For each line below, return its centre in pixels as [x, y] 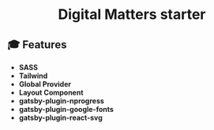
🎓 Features [37, 45]
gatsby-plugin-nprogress [61, 101]
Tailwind [33, 76]
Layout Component [51, 93]
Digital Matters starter [132, 15]
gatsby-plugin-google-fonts [66, 109]
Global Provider [45, 84]
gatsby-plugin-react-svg [61, 117]
